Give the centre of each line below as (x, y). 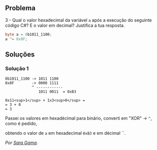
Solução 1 (17, 68)
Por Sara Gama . (22, 143)
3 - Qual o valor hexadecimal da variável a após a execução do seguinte (78, 20)
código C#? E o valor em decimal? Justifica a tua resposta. (65, 25)
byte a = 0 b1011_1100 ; (28, 34)
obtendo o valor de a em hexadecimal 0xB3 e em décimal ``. (65, 133)
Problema (20, 8)
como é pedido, (21, 124)
